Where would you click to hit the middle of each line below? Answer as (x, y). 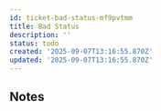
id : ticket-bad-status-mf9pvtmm (71, 18)
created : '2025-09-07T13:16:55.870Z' (81, 52)
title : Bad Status (44, 26)
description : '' (40, 35)
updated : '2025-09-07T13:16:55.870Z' (81, 60)
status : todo (34, 43)
